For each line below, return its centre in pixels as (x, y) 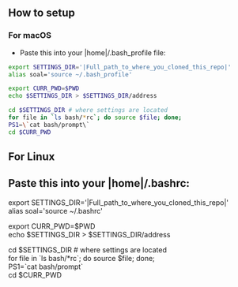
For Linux (32, 157)
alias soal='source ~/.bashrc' (55, 211)
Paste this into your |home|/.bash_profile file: (93, 52)
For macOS (30, 35)
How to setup (42, 13)
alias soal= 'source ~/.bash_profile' (70, 74)
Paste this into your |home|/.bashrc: (99, 183)
